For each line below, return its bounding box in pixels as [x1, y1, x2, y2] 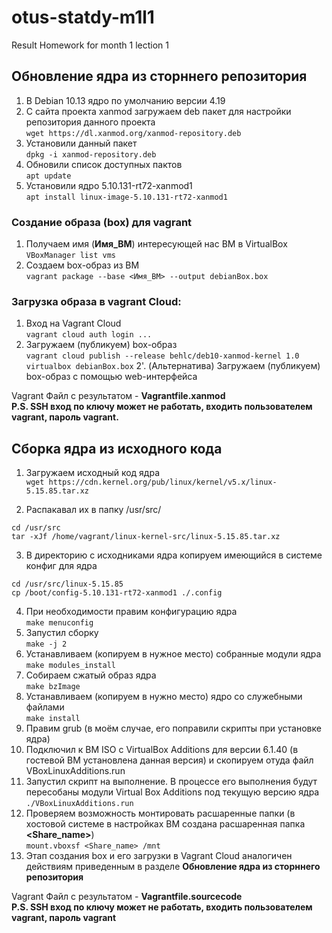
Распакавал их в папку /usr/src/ [25, 504, 162, 516]
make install [25, 714, 81, 724]
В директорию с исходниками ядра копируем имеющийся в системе [25, 549, 323, 561]
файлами [25, 701, 65, 713]
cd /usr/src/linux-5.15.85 [11, 579, 124, 590]
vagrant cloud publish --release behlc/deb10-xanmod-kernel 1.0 [25, 351, 300, 361]
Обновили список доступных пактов [25, 158, 183, 170]
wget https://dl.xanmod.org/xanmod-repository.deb [25, 128, 242, 138]
